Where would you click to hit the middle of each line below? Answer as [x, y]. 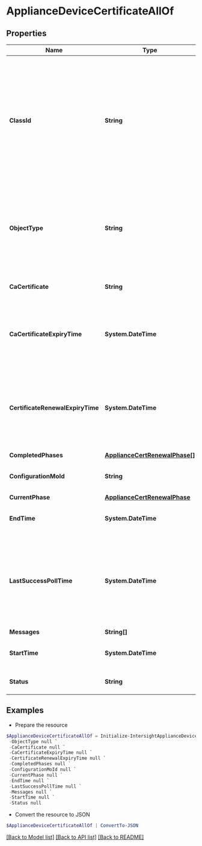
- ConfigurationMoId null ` [43, 770]
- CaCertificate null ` [37, 747]
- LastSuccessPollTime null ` [45, 786]
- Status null [25, 803]
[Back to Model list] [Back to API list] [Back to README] [75, 837]
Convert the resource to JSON [52, 815]
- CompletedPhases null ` [40, 764]
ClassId [20, 120]
